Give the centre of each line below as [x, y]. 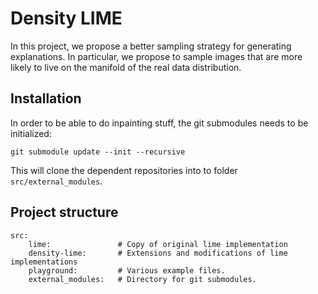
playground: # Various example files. [127, 270]
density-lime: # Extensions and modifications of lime [158, 253]
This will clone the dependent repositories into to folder [124, 170]
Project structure [64, 212]
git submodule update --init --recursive [98, 152]
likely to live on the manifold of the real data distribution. [126, 67]
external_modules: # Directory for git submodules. [142, 279]
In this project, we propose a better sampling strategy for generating [151, 46]
